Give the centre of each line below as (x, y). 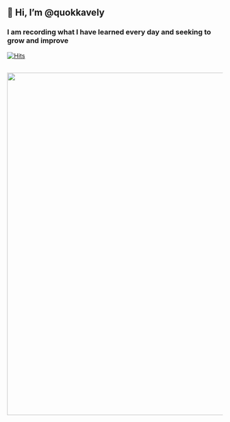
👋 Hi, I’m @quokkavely (56, 13)
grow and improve (38, 40)
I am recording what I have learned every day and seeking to (109, 32)
